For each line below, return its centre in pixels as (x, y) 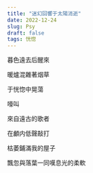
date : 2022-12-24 (32, 20)
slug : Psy (21, 26)
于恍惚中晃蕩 (25, 89)
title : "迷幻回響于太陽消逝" (44, 13)
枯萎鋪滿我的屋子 (31, 148)
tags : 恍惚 (22, 39)
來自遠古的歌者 (28, 119)
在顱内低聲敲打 (28, 134)
